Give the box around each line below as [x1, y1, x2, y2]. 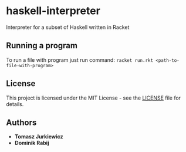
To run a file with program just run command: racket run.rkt [6, 56, 154, 63]
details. [6, 100, 24, 107]
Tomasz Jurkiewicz [14, 133, 63, 140]
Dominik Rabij [14, 140, 49, 147]
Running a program [6, 41, 78, 51]
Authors [6, 117, 37, 127]
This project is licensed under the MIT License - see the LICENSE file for [6, 94, 181, 101]
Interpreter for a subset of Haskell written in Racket [6, 24, 130, 31]
